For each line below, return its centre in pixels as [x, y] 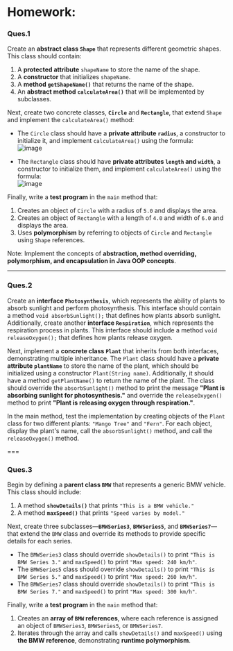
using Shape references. [51, 240]
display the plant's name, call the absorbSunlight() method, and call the [110, 430]
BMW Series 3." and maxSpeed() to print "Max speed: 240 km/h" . [107, 562]
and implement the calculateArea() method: [71, 120]
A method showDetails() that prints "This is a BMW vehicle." [106, 506]
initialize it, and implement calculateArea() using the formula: [105, 141]
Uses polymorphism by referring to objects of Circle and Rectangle [114, 232]
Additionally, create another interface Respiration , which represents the [111, 323]
